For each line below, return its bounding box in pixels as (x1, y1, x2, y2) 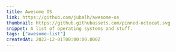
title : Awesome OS (6, 8, 52, 15)
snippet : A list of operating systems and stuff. (6, 25, 133, 32)
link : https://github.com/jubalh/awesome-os (6, 14, 120, 20)
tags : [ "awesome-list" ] (6, 31, 66, 37)
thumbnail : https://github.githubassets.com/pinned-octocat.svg (6, 20, 171, 26)
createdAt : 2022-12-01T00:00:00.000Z (6, 36, 101, 42)
